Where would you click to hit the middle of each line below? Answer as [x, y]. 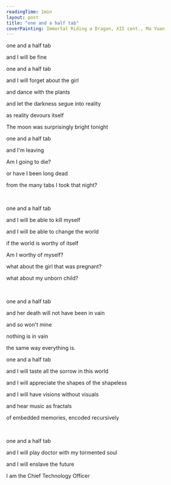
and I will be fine [26, 57]
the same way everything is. [41, 348]
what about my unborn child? [42, 278]
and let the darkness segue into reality [54, 104]
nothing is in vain [27, 336]
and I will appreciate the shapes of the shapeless [67, 383]
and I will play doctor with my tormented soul [62, 453]
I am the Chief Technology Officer [48, 476]
